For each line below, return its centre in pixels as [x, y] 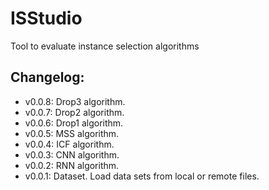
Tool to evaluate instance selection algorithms [105, 46]
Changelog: [47, 77]
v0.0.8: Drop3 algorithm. [75, 101]
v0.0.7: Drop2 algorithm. [74, 112]
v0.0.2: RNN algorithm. [72, 165]
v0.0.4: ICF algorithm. [69, 144]
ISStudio [46, 18]
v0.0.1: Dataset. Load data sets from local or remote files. [142, 176]
